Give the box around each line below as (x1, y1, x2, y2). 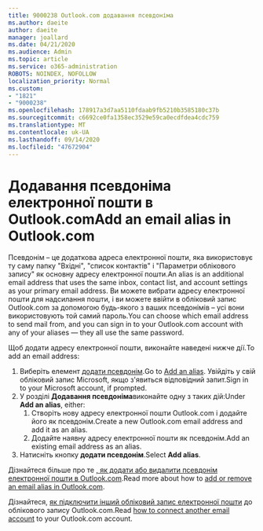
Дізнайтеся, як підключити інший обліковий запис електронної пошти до (8, 497, 253, 507)
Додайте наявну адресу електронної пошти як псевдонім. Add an (31, 434, 250, 443)
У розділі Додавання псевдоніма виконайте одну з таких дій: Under (19, 392, 246, 401)
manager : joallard (8, 33, 68, 42)
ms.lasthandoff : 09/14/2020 (8, 135, 100, 144)
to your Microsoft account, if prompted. (19, 383, 148, 393)
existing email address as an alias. (31, 441, 142, 452)
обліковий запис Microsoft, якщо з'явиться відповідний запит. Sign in (19, 375, 249, 385)
